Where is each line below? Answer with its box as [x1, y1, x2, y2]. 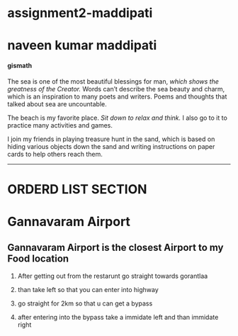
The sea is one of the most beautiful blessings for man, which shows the [7, 77, 220, 86]
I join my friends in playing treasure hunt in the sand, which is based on [7, 135, 215, 143]
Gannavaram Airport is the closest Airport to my [7, 242, 224, 254]
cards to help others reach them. [7, 150, 103, 158]
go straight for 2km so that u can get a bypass [17, 299, 153, 308]
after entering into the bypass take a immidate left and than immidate [17, 313, 219, 321]
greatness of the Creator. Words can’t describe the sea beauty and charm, [7, 84, 225, 93]
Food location [7, 253, 69, 265]
